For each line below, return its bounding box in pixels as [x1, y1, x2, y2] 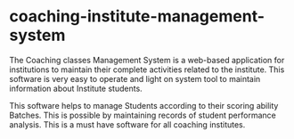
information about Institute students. [9, 83, 143, 94]
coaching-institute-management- [9, 6, 265, 27]
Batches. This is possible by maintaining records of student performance [9, 110, 276, 120]
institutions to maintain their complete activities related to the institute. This [9, 64, 285, 75]
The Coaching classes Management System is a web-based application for [9, 54, 285, 65]
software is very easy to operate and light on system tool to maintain [9, 73, 261, 84]
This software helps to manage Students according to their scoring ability [9, 100, 279, 110]
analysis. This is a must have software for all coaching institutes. [9, 119, 246, 130]
